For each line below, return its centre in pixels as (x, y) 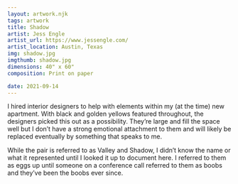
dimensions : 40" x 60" (41, 67)
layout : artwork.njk (38, 14)
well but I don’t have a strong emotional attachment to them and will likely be (119, 129)
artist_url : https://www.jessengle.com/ (68, 40)
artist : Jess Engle (36, 34)
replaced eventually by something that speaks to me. (85, 136)
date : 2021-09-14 (33, 86)
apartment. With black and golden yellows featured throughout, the (106, 114)
